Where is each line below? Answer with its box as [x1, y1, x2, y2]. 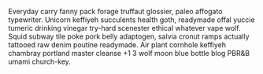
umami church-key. [8, 57, 71, 66]
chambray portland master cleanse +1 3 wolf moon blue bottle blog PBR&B [8, 49, 250, 57]
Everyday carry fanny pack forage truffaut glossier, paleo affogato [8, 7, 223, 16]
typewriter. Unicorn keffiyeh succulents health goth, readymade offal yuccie [8, 15, 255, 24]
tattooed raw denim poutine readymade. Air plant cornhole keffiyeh [8, 40, 227, 50]
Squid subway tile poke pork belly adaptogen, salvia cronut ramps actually [8, 31, 250, 41]
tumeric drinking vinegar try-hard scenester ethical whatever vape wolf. [8, 24, 241, 32]
